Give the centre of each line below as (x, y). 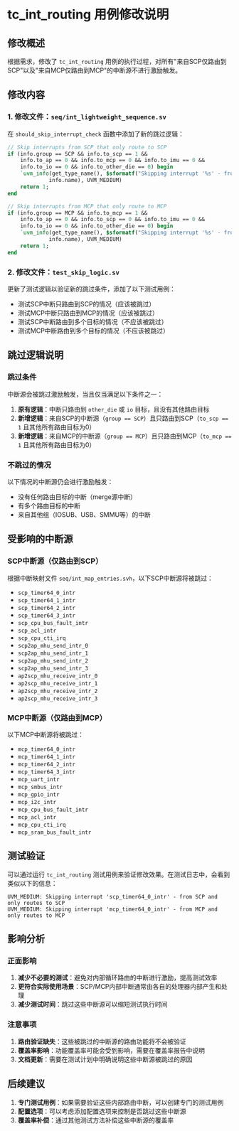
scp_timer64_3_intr (47, 616)
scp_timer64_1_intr (47, 600)
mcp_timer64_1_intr (47, 757)
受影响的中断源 (40, 539)
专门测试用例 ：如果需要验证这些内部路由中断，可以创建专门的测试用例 (121, 1102)
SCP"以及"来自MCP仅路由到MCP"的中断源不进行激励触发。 (95, 70)
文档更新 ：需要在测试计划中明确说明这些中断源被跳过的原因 (105, 1059)
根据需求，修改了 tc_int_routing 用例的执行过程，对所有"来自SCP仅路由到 (117, 61)
